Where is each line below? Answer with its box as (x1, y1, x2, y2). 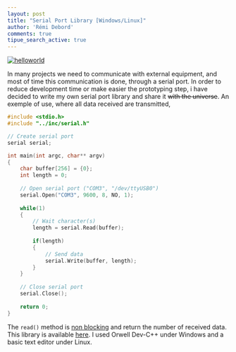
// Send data (44, 250, 83, 258)
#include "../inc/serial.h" (7, 120, 90, 127)
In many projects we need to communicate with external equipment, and (7, 70, 217, 78)
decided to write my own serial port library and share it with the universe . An (7, 93, 230, 101)
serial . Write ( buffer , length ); (44, 257, 137, 264)
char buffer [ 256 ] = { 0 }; (20, 165, 93, 172)
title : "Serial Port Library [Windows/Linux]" (7, 17, 147, 24)
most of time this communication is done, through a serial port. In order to (7, 77, 222, 86)
